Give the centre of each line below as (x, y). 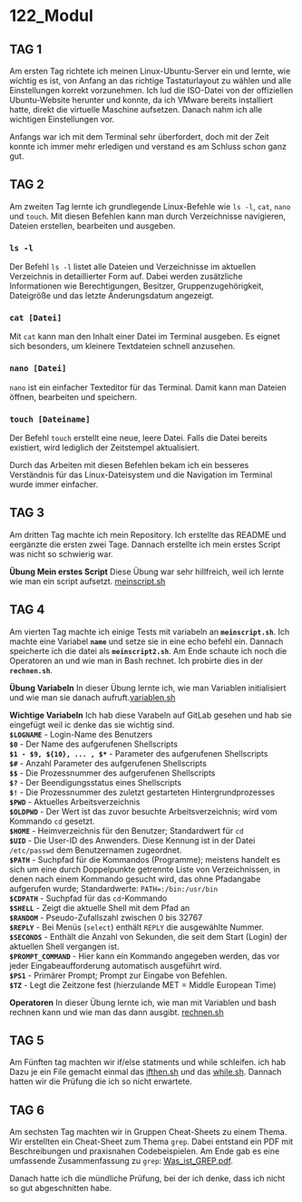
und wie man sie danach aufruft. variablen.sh (93, 697)
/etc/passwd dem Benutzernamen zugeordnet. (96, 850)
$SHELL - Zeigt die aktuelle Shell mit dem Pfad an (100, 907)
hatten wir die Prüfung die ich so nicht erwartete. (101, 1081)
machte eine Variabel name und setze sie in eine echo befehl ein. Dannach (146, 641)
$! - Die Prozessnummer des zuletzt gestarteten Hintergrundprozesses (142, 792)
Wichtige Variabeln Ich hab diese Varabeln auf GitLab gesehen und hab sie (151, 715)
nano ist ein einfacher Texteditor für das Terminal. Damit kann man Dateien (148, 387)
